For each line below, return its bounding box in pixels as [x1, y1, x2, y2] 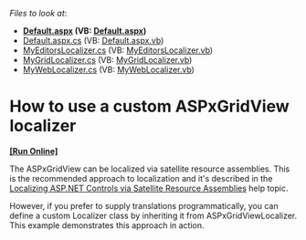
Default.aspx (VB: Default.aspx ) [22, 26, 147, 36]
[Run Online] [9, 145, 58, 156]
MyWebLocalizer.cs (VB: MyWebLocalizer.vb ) [22, 64, 195, 75]
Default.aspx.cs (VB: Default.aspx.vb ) [22, 36, 164, 46]
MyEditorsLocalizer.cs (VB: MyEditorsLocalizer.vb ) [22, 45, 213, 56]
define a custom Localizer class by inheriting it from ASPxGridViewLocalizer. [9, 210, 298, 221]
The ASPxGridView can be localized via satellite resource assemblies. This [9, 163, 290, 174]
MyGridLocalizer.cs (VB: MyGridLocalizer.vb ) [22, 55, 193, 65]
